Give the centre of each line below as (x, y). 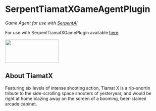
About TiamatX (29, 76)
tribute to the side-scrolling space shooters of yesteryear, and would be (78, 93)
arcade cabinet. (21, 104)
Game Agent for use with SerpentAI (41, 23)
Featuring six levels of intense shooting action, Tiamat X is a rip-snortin (78, 88)
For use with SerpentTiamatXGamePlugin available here (62, 32)
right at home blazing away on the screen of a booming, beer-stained (76, 99)
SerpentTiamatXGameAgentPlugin (78, 9)
